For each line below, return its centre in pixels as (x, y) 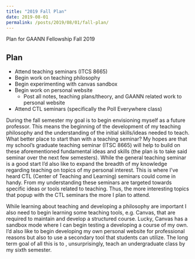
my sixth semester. (29, 250)
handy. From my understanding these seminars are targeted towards (89, 183)
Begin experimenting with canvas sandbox (66, 84)
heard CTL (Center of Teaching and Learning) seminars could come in (91, 176)
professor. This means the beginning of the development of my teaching (93, 127)
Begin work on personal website (53, 90)
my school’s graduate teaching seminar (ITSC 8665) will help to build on (93, 145)
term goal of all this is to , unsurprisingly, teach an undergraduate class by (96, 244)
